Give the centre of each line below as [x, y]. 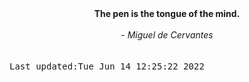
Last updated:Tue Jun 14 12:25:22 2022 [107, 66]
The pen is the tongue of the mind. [167, 13]
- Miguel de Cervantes [167, 35]
